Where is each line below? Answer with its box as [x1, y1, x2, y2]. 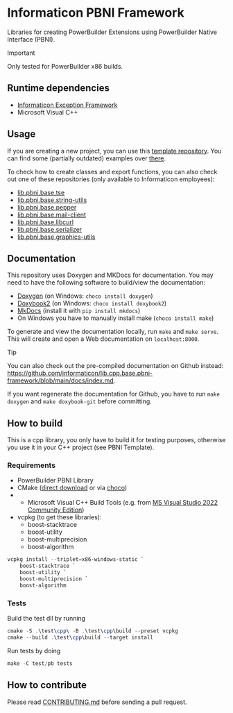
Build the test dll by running [7, 614, 85, 623]
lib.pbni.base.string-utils [17, 196, 87, 204]
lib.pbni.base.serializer [17, 225, 83, 233]
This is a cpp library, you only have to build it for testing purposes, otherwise [7, 436, 226, 444]
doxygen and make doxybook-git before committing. [7, 397, 153, 405]
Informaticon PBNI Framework [7, 5, 185, 21]
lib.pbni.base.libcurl [17, 217, 74, 226]
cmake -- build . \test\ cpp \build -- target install [7, 634, 154, 641]
